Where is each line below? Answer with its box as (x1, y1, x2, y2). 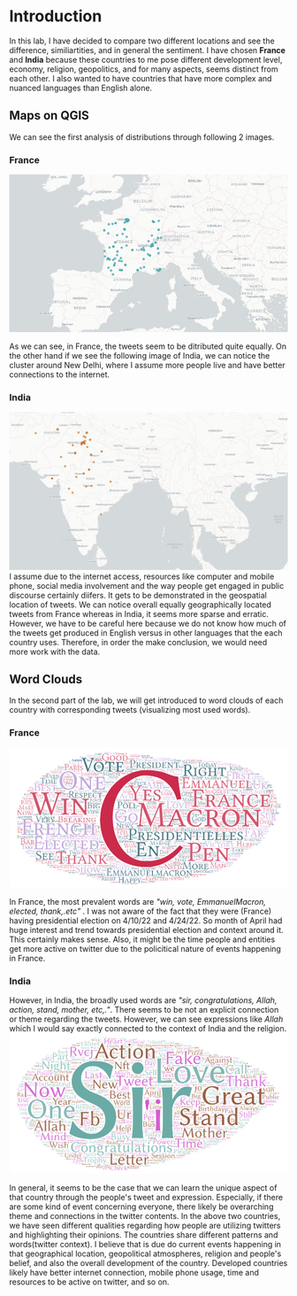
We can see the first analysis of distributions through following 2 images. (9, 131, 275, 143)
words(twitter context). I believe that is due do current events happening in (9, 1238, 281, 1249)
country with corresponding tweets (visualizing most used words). (9, 705, 251, 715)
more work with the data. (9, 646, 101, 657)
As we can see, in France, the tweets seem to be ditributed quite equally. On (9, 341, 287, 351)
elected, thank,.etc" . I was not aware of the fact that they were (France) (9, 906, 272, 917)
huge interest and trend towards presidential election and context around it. (9, 925, 285, 936)
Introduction (9, 6, 103, 27)
